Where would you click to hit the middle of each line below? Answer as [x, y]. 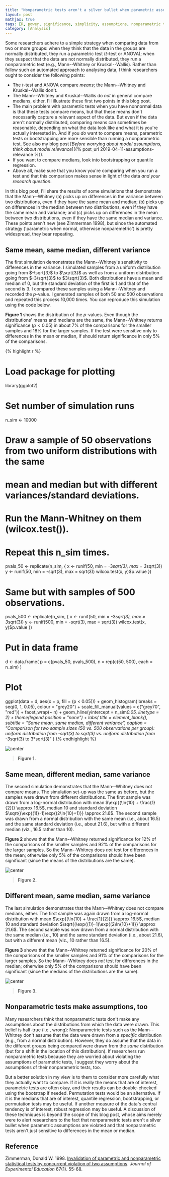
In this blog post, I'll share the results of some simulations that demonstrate [83, 191]
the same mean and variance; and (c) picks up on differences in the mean [82, 213]
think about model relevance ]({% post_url [56, 149]
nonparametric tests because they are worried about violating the [73, 1056]
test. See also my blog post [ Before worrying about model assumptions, [87, 144]
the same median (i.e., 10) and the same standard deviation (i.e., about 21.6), [84, 935]
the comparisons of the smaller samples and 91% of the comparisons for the [84, 955]
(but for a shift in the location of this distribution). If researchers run [75, 1051]
